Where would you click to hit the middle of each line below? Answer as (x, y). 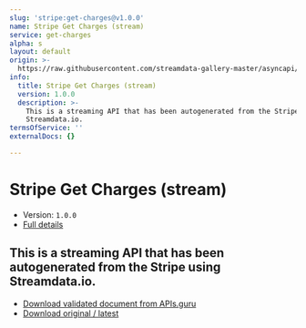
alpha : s (26, 43)
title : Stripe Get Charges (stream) (87, 86)
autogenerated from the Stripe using (115, 267)
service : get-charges (51, 35)
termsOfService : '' (46, 128)
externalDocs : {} (42, 137)
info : (20, 77)
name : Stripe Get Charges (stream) (77, 26)
